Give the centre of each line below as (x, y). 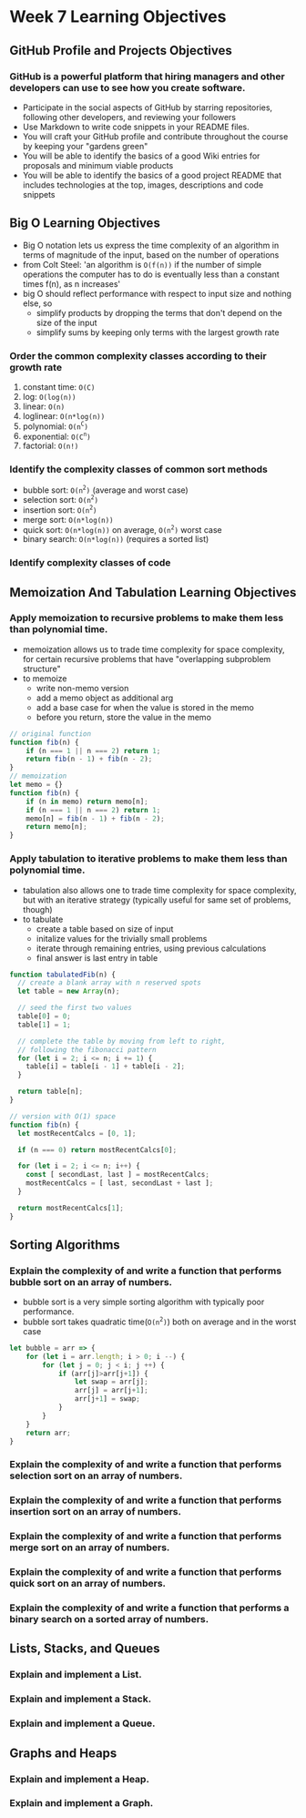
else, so (37, 303)
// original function (51, 734)
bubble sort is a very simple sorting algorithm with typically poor (143, 1302)
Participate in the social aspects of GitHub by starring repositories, (148, 107)
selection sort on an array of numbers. (96, 1476)
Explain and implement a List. (76, 1675)
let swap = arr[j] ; (111, 1382)
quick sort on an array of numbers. (88, 1584)
